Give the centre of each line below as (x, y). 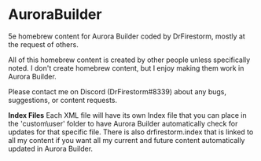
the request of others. (43, 44)
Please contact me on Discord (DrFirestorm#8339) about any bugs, (117, 91)
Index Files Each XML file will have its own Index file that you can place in (127, 115)
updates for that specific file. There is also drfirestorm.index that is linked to (131, 132)
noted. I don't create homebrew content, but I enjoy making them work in (126, 68)
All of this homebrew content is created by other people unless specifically (129, 60)
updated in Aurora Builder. (50, 148)
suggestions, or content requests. (63, 100)
